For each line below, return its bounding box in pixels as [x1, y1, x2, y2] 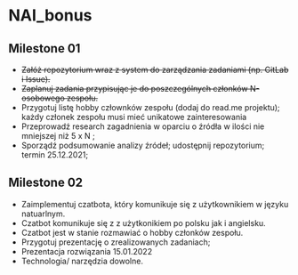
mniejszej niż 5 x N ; [20, 131, 95, 141]
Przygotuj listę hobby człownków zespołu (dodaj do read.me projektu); [20, 102, 281, 112]
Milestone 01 [8, 41, 81, 56]
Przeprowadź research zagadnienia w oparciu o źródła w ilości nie [20, 121, 265, 132]
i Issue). [20, 74, 51, 85]
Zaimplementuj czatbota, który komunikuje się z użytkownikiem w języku [20, 198, 289, 209]
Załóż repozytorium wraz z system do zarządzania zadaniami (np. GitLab [20, 64, 289, 75]
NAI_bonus [8, 5, 93, 26]
